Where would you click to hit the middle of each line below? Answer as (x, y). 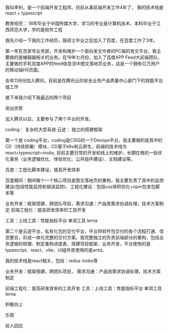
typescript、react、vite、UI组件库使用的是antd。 (56, 250)
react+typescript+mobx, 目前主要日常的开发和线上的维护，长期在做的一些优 (84, 153)
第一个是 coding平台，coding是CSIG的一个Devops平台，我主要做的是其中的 (84, 140)
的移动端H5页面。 (24, 70)
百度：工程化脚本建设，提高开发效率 (43, 170)
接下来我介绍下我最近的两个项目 (38, 97)
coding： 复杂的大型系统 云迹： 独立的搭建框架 (54, 129)
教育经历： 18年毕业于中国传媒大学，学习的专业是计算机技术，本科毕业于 (81, 23)
